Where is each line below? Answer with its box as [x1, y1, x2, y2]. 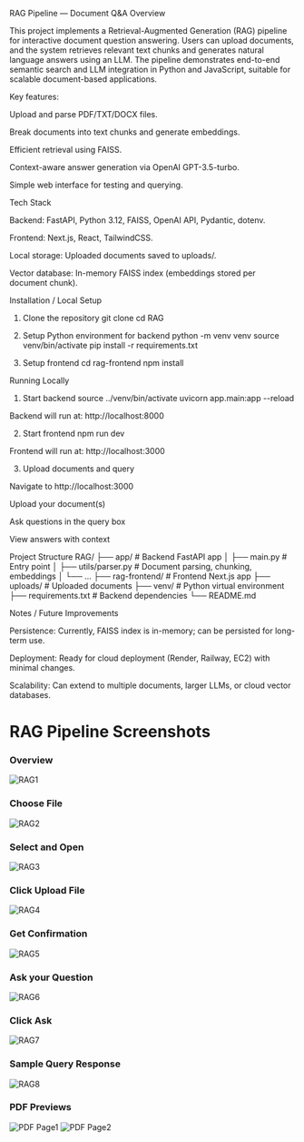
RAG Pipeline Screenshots [9, 722, 211, 743]
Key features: [9, 91, 59, 102]
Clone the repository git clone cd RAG [22, 313, 165, 323]
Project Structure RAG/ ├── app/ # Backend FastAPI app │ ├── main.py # [9, 551, 288, 562]
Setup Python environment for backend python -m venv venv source [22, 330, 279, 340]
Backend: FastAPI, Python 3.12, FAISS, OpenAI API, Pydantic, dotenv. [9, 215, 266, 226]
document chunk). [9, 278, 79, 288]
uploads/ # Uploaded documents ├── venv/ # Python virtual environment [9, 581, 285, 591]
